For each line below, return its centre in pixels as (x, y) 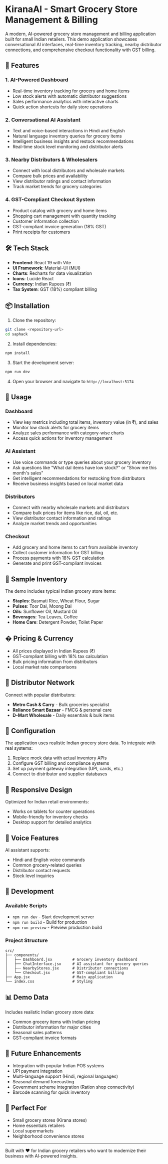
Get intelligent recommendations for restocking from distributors (79, 478)
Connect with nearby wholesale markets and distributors (71, 507)
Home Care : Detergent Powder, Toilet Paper (58, 622)
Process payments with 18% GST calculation (58, 558)
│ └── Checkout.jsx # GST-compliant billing (64, 973)
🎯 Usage (18, 397)
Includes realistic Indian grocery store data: (50, 1012)
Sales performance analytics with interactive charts (65, 101)
